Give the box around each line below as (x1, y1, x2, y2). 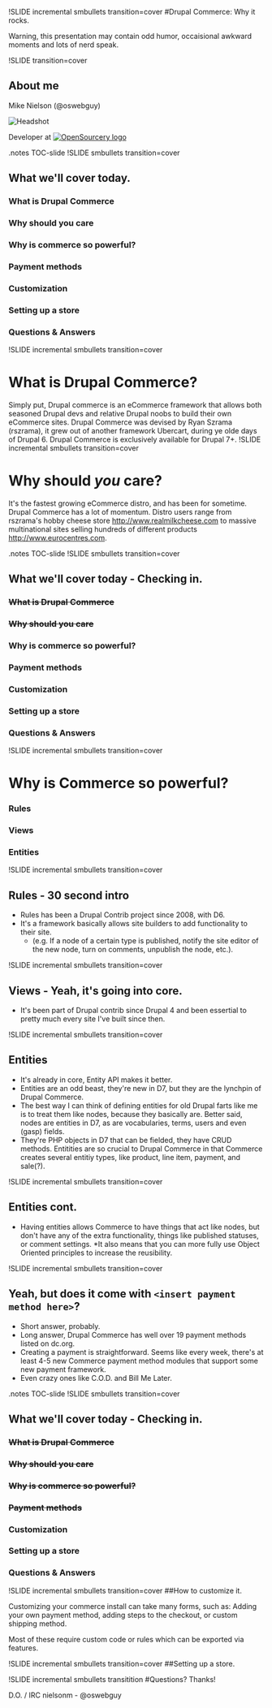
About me (8, 79, 59, 93)
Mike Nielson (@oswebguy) (8, 101, 101, 110)
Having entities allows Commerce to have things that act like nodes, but (19, 1222, 260, 1231)
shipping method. (8, 1619, 67, 1628)
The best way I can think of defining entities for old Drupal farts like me (19, 1100, 258, 1111)
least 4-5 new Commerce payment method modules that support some (19, 1356, 258, 1365)
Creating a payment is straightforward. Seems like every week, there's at (19, 1347, 264, 1356)
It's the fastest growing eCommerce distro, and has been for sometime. (8, 498, 248, 508)
